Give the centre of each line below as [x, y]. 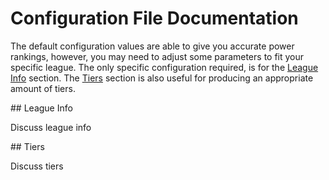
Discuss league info [51, 127]
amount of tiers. [43, 88]
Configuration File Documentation [154, 18]
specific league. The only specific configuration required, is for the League [164, 67]
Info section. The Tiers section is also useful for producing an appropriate [162, 78]
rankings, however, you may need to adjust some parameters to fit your [157, 56]
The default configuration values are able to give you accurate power [152, 46]
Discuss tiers [37, 166]
